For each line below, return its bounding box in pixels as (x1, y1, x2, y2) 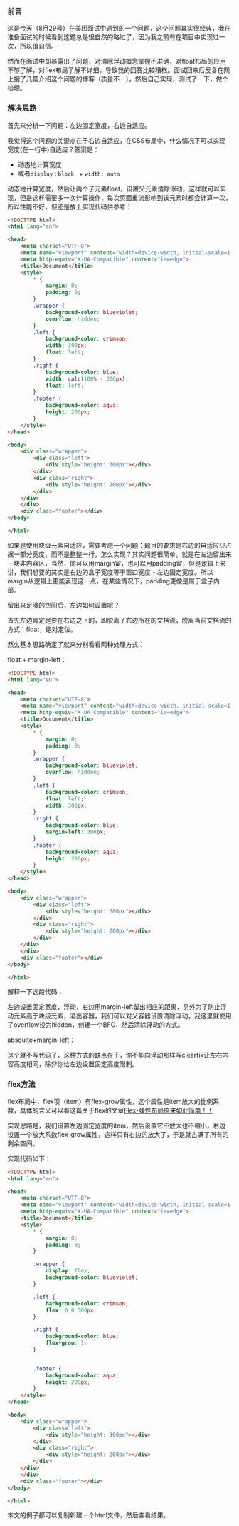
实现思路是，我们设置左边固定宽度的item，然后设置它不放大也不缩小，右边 (7, 1121, 226, 1130)
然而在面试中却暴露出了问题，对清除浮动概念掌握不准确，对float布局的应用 (7, 57, 226, 66)
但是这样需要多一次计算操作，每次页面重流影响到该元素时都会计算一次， (19, 193, 232, 201)
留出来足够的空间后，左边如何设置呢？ (7, 601, 119, 609)
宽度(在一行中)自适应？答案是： (7, 145, 100, 154)
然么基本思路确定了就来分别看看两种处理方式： (7, 640, 144, 648)
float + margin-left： (7, 655, 68, 663)
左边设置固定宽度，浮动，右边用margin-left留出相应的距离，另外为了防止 (7, 1003, 221, 1011)
